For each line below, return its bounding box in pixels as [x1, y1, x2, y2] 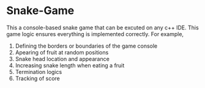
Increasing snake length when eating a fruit [15, 62, 125, 69]
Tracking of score [15, 75, 60, 82]
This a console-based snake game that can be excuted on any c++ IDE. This [6, 24, 199, 31]
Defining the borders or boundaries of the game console [15, 42, 158, 50]
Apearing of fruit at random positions [15, 48, 109, 56]
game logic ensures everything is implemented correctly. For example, [6, 30, 184, 37]
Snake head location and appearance [15, 55, 110, 62]
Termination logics [15, 68, 62, 75]
